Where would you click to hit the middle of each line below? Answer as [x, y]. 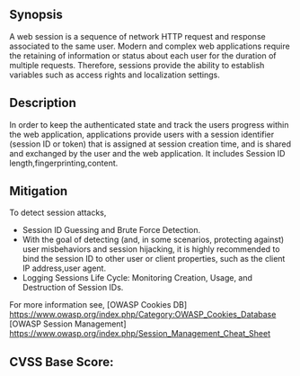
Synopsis [36, 15]
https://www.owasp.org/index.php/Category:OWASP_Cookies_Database [143, 315]
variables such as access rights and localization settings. [115, 75]
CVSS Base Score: [62, 362]
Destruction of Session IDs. [73, 288]
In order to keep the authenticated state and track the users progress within [149, 124]
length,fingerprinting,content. [64, 163]
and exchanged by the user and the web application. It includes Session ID [147, 153]
